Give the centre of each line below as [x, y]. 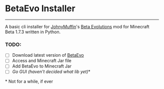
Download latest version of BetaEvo [48, 55]
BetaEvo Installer [40, 9]
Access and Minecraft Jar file [42, 61]
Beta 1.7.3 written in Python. [33, 32]
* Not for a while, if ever [29, 82]
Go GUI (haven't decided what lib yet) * [51, 72]
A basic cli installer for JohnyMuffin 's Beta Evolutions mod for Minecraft [77, 26]
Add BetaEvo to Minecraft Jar [42, 66]
